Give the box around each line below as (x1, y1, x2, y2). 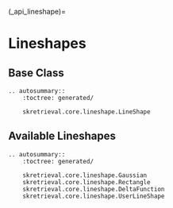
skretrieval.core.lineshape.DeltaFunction (22, 185, 165, 193)
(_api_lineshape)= (8, 7, 66, 16)
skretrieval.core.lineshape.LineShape (22, 108, 151, 116)
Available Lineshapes (8, 129, 117, 143)
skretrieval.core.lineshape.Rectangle (22, 178, 151, 186)
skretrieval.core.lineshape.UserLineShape (22, 192, 165, 200)
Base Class (8, 66, 65, 79)
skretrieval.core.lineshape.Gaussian (22, 171, 148, 179)
